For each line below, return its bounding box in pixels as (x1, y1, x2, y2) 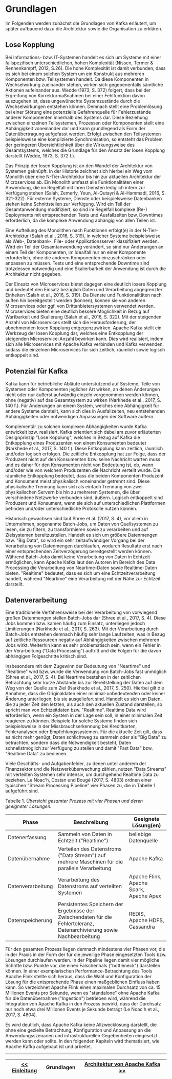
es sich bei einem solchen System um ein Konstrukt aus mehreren (5, 70, 144, 77)
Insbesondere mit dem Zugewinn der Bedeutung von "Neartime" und (5, 663, 150, 669)
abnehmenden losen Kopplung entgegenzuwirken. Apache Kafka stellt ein (5, 325, 162, 331)
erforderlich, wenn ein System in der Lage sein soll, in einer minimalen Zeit (5, 712, 163, 718)
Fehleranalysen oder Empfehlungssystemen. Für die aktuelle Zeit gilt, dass (5, 729, 162, 735)
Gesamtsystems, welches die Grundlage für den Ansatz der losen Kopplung (5, 147, 165, 153)
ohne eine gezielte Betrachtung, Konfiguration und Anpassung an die (5, 1027, 151, 1033)
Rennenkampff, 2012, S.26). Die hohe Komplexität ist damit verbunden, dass (5, 65, 166, 71)
